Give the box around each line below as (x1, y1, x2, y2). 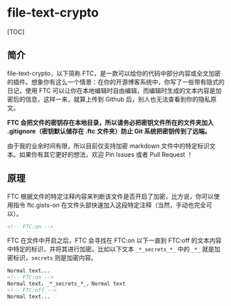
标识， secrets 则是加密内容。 (12, 254, 98, 262)
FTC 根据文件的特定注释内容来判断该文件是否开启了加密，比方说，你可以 (7, 192, 214, 200)
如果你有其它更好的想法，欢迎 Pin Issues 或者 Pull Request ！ (19, 150, 193, 158)
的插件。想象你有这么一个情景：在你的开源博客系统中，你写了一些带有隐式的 (7, 77, 225, 86)
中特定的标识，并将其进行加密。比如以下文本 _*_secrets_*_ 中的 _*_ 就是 (7, 245, 215, 254)
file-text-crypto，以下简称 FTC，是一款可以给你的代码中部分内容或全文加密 (7, 69, 221, 77)
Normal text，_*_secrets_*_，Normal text (7, 280, 126, 287)
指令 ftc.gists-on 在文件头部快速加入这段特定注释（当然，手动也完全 (12, 200, 207, 209)
